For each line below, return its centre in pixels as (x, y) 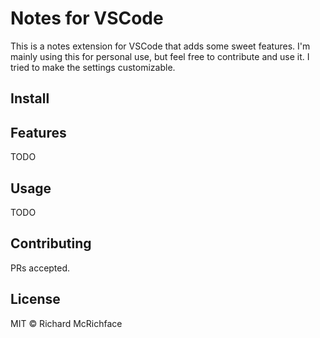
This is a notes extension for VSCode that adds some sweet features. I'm (160, 46)
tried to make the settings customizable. (93, 67)
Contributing (51, 243)
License (35, 299)
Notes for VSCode (87, 18)
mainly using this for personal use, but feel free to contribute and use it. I (160, 56)
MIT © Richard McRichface (66, 323)
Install (30, 98)
